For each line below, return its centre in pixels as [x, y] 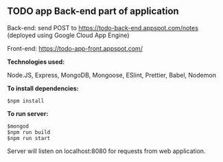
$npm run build [29, 132]
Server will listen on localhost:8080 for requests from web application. [106, 151]
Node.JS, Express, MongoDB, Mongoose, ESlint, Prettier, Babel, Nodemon [111, 75]
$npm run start [29, 138]
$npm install [26, 101]
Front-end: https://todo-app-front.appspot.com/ [75, 48]
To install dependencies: [43, 88]
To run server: [28, 113]
